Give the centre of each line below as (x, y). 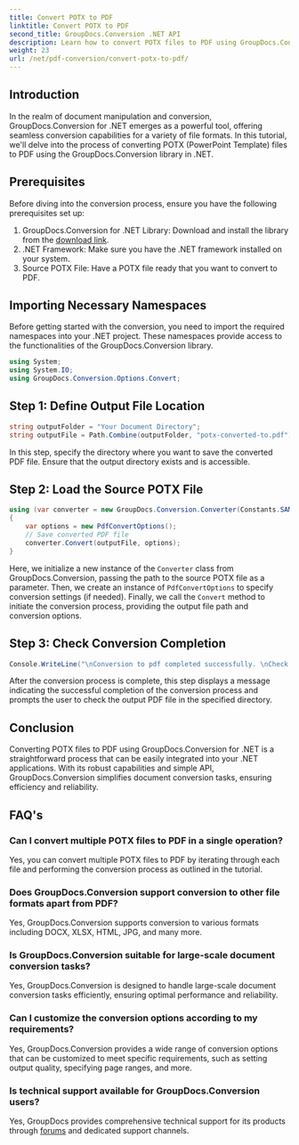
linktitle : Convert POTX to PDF (69, 26)
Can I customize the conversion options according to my (133, 1018)
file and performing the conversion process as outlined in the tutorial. (136, 869)
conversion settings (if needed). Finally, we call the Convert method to (137, 596)
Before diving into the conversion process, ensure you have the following (143, 203)
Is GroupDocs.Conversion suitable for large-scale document (142, 956)
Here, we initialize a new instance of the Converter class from (121, 568)
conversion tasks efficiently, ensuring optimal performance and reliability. (144, 995)
